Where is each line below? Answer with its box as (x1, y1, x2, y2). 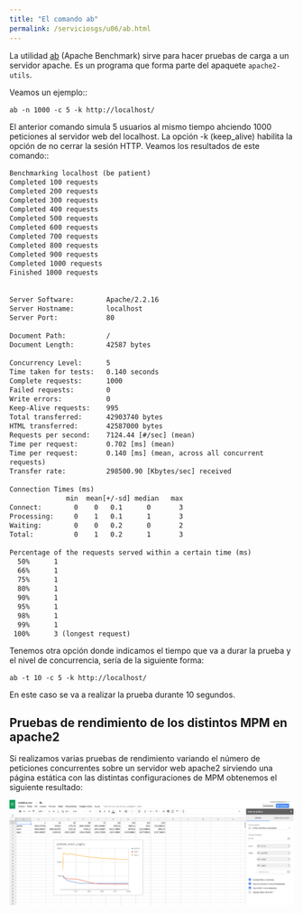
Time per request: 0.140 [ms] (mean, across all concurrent (9, 448, 264, 458)
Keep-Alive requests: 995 (9, 403, 119, 413)
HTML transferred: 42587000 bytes (9, 421, 164, 431)
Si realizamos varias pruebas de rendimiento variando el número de (9, 753, 261, 764)
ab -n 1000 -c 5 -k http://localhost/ (9, 105, 155, 115)
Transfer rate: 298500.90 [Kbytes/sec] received (9, 466, 232, 476)
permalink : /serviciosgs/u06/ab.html (9, 23, 151, 33)
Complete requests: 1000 (9, 376, 124, 386)
